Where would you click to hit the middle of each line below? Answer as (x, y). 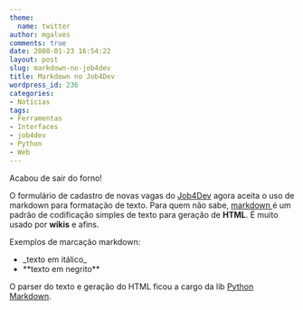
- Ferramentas (36, 118)
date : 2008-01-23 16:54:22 (60, 52)
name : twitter (44, 26)
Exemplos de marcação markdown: (75, 241)
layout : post (34, 60)
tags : (19, 110)
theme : (22, 18)
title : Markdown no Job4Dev (62, 77)
